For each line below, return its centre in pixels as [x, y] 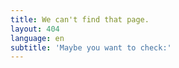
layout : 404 [35, 29]
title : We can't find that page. [80, 19]
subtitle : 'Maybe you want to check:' [91, 47]
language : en [37, 38]
